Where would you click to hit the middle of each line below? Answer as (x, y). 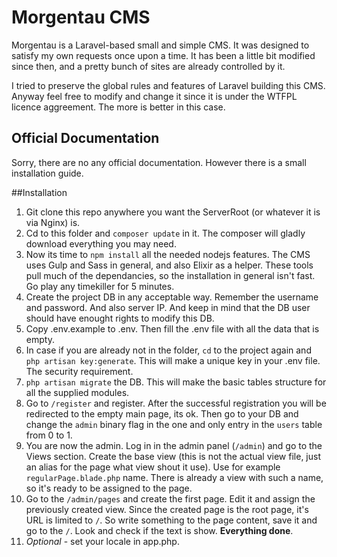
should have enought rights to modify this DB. (120, 318)
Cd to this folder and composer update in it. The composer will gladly (165, 233)
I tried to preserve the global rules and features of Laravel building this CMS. (168, 85)
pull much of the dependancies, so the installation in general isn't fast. (170, 275)
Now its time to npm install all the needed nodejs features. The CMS (168, 254)
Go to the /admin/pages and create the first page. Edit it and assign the (170, 498)
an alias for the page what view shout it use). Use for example (153, 467)
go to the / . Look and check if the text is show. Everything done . (159, 530)
